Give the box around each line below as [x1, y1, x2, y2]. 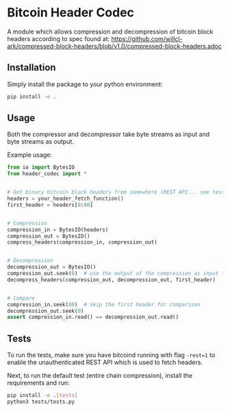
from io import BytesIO [7, 164, 75, 171]
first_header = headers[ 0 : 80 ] [7, 201, 94, 208]
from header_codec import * [7, 170, 88, 177]
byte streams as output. [7, 138, 74, 146]
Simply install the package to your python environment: [7, 80, 163, 88]
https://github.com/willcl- [111, 34, 183, 42]
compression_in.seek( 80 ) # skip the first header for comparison [7, 301, 201, 308]
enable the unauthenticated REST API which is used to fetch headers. [7, 358, 203, 367]
